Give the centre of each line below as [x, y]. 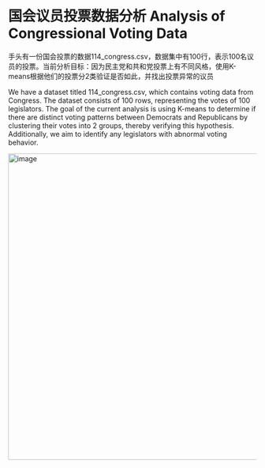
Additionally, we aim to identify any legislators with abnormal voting [118, 134]
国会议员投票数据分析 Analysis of [117, 16]
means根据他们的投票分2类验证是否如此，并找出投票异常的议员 [111, 76]
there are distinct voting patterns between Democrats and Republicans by [128, 117]
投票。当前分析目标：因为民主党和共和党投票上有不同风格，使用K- [129, 66]
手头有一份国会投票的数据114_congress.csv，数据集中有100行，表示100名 [128, 56]
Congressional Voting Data [98, 34]
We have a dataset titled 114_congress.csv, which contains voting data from [131, 92]
